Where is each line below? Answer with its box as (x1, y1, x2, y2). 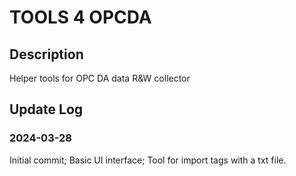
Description (9, 46, 84, 63)
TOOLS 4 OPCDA (9, 6, 152, 29)
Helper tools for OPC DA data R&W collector (9, 72, 191, 84)
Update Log (9, 101, 84, 118)
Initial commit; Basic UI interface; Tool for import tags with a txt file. (9, 154, 287, 166)
